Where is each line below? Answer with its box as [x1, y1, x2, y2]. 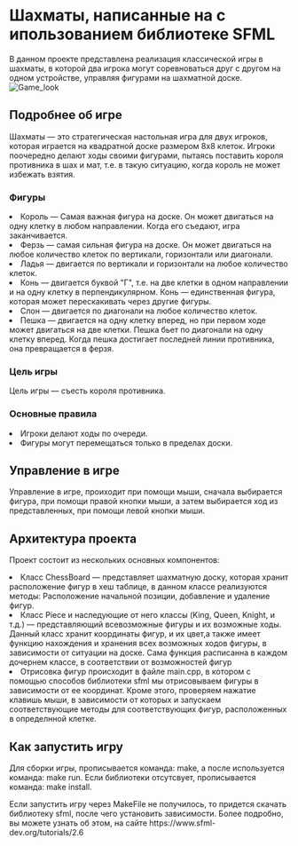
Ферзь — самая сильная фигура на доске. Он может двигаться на [20, 240, 272, 250]
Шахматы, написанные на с [9, 5, 226, 26]
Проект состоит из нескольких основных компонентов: [9, 555, 220, 565]
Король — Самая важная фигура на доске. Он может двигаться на [20, 211, 274, 222]
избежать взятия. [9, 169, 75, 179]
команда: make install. [9, 782, 92, 793]
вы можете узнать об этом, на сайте [9, 818, 148, 828]
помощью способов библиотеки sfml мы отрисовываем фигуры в [9, 676, 259, 686]
